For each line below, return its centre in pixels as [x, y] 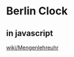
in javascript [30, 33]
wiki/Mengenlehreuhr [32, 47]
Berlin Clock [37, 11]
